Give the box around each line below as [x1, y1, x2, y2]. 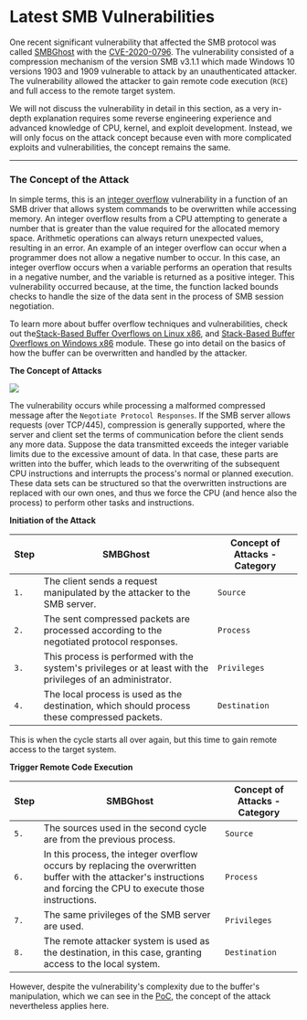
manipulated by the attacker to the [43, 587, 191, 600]
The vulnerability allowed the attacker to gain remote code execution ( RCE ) [9, 75, 289, 86]
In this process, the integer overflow [43, 848, 198, 861]
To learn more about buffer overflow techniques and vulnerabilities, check [9, 318, 289, 330]
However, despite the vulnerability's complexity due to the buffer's [9, 981, 260, 993]
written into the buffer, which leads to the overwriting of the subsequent [9, 459, 281, 470]
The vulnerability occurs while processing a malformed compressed [9, 400, 266, 411]
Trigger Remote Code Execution [9, 761, 133, 773]
